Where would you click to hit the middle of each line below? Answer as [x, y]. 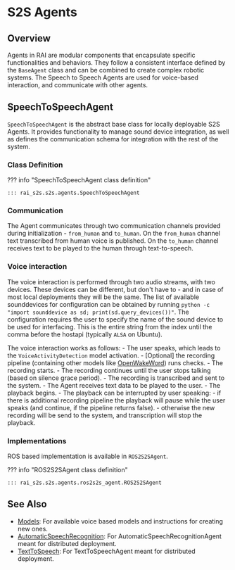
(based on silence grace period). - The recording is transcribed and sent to [116, 378]
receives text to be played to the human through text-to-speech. [100, 248]
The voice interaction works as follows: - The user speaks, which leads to [114, 348]
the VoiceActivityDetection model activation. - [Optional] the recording [111, 355]
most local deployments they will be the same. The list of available [103, 297]
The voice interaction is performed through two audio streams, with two [112, 281]
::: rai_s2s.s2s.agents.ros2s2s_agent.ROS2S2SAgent [84, 483]
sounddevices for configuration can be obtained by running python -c [108, 304]
